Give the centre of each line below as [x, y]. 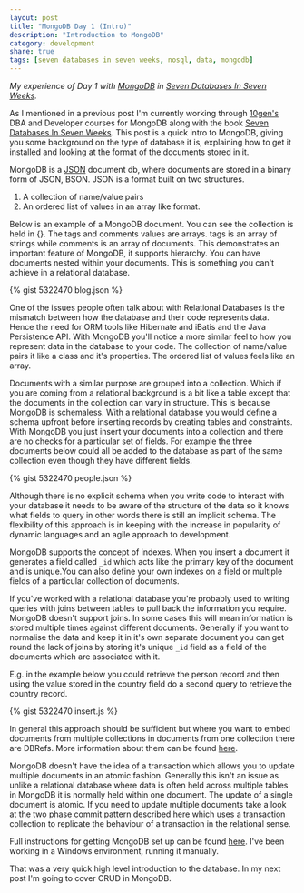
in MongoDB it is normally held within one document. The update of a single [151, 795]
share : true [32, 52]
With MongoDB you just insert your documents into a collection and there [147, 431]
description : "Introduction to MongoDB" [87, 35]
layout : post [34, 18]
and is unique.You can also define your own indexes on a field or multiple [146, 571]
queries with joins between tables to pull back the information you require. [148, 608]
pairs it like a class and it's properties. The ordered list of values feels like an [152, 356]
